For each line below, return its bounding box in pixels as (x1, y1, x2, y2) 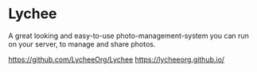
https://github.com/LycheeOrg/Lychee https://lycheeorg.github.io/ (8, 55, 225, 64)
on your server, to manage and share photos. (8, 39, 156, 48)
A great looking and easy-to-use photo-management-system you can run (8, 31, 249, 40)
